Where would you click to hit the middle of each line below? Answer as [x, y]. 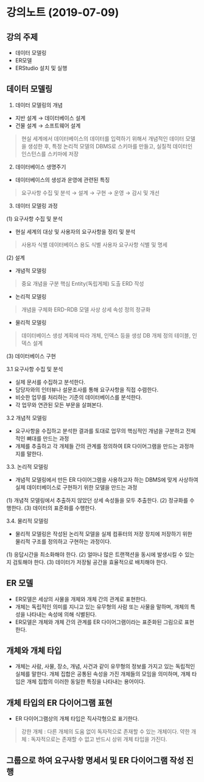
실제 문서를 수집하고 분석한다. [50, 382]
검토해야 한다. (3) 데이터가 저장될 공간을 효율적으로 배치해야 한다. [90, 562]
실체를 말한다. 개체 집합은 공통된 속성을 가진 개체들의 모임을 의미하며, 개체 [103, 674]
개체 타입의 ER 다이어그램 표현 [59, 703]
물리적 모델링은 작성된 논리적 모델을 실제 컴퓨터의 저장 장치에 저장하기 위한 [104, 534]
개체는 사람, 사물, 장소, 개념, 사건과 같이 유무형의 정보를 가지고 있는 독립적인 [105, 667]
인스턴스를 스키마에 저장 [50, 154]
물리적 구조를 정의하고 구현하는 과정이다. [63, 541]
